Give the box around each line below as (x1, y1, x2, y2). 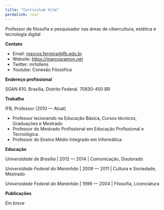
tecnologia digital (5, 31, 41, 37)
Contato (5, 41, 22, 47)
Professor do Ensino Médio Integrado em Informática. (12, 136, 123, 142)
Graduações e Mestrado (12, 120, 62, 126)
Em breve (5, 200, 25, 206)
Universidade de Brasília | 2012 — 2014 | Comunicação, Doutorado (5, 156, 143, 162)
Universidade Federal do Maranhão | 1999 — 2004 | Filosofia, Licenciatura (5, 180, 159, 186)
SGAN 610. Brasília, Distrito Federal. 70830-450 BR (5, 86, 110, 92)
